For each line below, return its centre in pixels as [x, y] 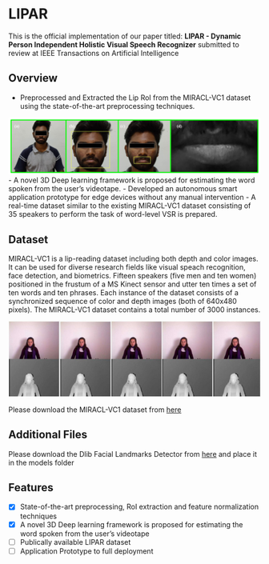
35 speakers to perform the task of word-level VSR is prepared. [113, 214]
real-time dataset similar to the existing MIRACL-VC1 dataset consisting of [130, 206]
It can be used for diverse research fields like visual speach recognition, [127, 267]
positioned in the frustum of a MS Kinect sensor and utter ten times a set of [132, 284]
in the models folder [41, 462]
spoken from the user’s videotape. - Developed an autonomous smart [123, 189]
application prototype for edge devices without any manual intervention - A [132, 198]
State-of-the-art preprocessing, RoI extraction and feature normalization [139, 507]
